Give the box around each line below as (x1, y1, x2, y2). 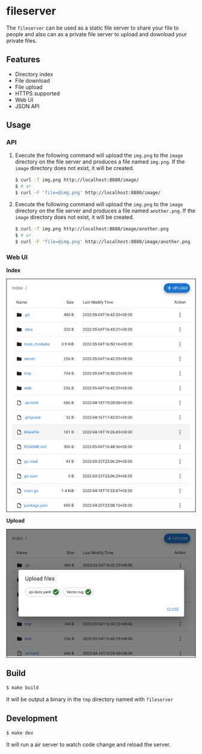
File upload (14, 83, 43, 90)
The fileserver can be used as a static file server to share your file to (6, 24, 179, 31)
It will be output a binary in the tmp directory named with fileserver (6, 695, 174, 703)
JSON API (14, 103, 40, 110)
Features (6, 54, 40, 65)
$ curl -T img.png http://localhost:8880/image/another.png (14, 226, 169, 232)
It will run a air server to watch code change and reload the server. (6, 741, 171, 748)
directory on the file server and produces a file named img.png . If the (14, 158, 185, 165)
